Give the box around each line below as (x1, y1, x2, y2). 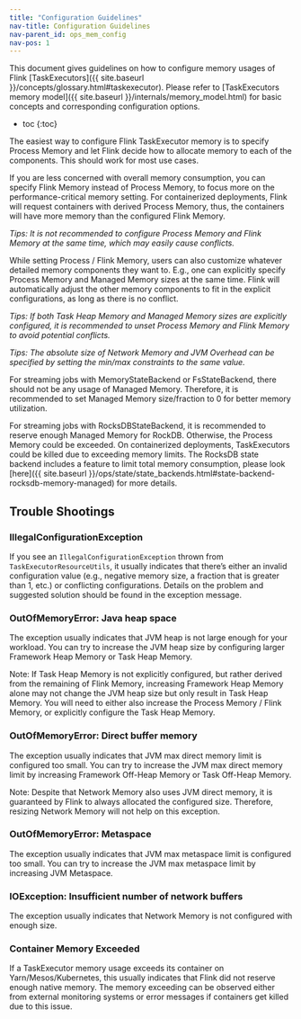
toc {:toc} (22, 119, 58, 130)
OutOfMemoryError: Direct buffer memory (9, 729, 198, 742)
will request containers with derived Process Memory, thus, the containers (9, 201, 285, 212)
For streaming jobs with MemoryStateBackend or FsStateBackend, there (9, 374, 277, 385)
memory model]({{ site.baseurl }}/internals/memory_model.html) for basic (9, 92, 282, 103)
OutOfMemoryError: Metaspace (9, 828, 152, 841)
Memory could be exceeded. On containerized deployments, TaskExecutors (9, 440, 290, 451)
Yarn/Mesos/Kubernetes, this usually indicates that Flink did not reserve (9, 972, 276, 983)
